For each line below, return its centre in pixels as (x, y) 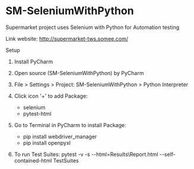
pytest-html (37, 113)
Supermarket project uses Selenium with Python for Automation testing (93, 27)
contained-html (33, 160)
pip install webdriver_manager (60, 136)
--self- (168, 154)
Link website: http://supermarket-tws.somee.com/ (67, 38)
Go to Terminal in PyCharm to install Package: (70, 125)
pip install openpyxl (47, 142)
